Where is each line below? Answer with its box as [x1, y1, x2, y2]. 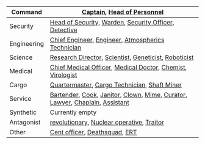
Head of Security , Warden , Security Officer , [49, 18, 174, 26]
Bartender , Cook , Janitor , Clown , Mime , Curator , [49, 91, 187, 99]
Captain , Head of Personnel [82, 8, 164, 16]
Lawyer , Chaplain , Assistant [49, 98, 129, 106]
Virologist [49, 71, 77, 79]
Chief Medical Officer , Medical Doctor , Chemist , [49, 63, 187, 71]
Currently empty [49, 108, 97, 117]
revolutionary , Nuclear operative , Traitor [49, 118, 165, 126]
